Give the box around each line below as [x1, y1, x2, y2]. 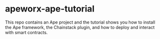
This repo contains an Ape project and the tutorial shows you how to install [5, 19, 155, 25]
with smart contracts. [5, 29, 48, 35]
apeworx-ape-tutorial [5, 3, 95, 14]
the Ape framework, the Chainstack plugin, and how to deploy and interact [5, 24, 155, 30]
